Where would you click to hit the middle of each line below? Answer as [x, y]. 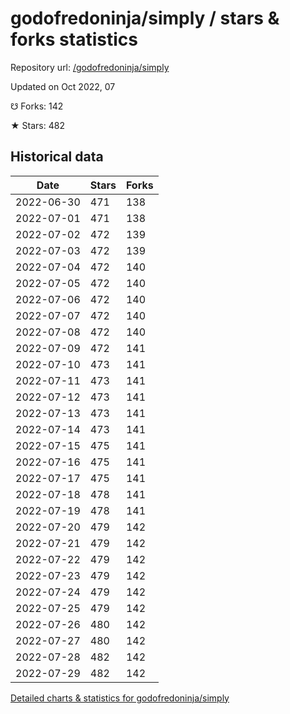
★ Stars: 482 [37, 125]
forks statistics [74, 39]
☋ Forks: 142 [37, 106]
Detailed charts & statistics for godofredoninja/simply [120, 698]
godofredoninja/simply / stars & [145, 18]
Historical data [57, 157]
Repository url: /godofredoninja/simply [90, 67]
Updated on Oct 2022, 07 [63, 86]
